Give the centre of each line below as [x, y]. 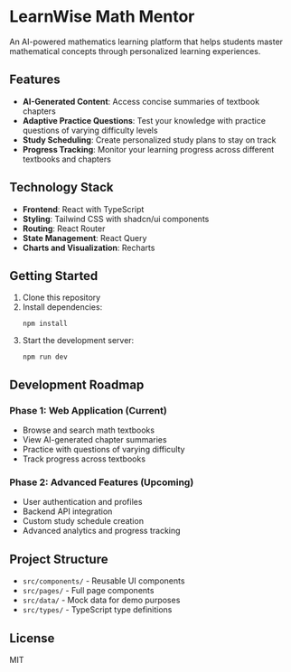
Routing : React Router [64, 229]
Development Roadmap [77, 384]
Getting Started [54, 276]
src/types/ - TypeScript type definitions [97, 610]
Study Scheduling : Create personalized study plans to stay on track [149, 140]
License [32, 638]
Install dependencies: [62, 307]
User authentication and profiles [82, 502]
